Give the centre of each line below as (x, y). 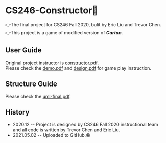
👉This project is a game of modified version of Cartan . (64, 32)
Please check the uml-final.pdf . (38, 96)
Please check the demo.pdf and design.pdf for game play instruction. (78, 68)
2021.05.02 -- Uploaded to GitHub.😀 (52, 135)
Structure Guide (31, 84)
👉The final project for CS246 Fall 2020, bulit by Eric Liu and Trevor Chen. (83, 24)
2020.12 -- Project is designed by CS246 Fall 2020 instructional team (85, 125)
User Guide (23, 50)
